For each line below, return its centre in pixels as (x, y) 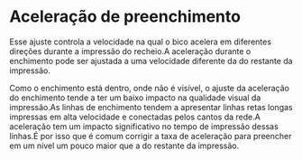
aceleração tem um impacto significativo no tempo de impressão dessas (144, 126)
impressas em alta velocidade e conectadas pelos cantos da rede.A (135, 117)
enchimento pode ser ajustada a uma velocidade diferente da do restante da (151, 61)
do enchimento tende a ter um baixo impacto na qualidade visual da (135, 98)
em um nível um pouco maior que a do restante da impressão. (124, 146)
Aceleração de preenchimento (125, 17)
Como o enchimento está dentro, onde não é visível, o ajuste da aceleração (150, 88)
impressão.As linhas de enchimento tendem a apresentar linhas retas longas (151, 107)
